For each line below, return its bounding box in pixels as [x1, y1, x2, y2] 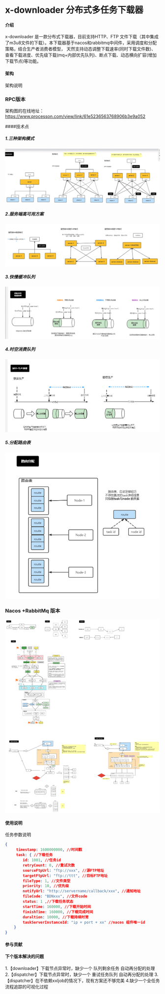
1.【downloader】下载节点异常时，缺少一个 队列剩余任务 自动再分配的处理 [5, 965, 155, 971]
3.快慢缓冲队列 [5, 273, 35, 280]
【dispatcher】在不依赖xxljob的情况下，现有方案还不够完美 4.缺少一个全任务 [5, 977, 160, 983]
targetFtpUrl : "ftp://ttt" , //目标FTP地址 [23, 873, 108, 878]
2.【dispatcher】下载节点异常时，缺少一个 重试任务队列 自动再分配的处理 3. [5, 971, 159, 977]
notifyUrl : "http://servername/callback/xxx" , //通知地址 [23, 889, 141, 894]
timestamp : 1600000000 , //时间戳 [16, 847, 82, 852]
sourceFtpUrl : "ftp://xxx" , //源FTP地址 [23, 868, 105, 873]
